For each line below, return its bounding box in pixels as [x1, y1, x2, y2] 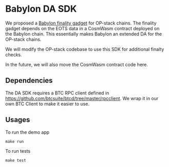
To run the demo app [5, 129, 50, 135]
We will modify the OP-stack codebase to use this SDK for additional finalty [5, 46, 164, 52]
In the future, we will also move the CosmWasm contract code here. [5, 61, 149, 67]
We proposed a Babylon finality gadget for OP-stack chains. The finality [5, 20, 157, 26]
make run [5, 139, 24, 144]
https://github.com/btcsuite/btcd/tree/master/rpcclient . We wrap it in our [5, 95, 159, 101]
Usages [5, 115, 30, 124]
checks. [5, 52, 22, 58]
